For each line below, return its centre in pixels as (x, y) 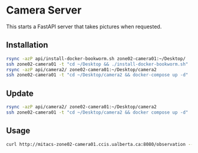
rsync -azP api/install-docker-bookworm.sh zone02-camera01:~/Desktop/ (96, 59)
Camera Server (44, 10)
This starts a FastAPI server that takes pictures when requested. (84, 26)
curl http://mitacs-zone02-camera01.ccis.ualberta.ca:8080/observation (96, 144)
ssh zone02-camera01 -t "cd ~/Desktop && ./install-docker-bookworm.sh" (97, 64)
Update (20, 93)
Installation (27, 45)
